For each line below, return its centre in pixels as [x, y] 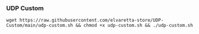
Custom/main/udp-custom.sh [40, 25]
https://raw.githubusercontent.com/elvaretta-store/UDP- [91, 21]
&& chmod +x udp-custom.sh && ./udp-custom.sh [134, 25]
